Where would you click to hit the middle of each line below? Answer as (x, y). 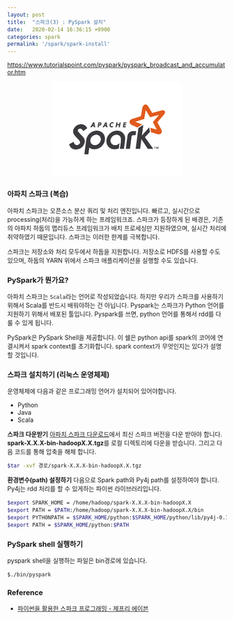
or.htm (16, 72)
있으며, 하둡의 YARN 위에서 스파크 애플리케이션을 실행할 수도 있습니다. (103, 260)
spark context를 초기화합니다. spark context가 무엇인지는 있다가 (120, 346)
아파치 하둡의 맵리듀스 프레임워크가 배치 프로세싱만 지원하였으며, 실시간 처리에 (120, 228)
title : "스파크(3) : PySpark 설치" (57, 22)
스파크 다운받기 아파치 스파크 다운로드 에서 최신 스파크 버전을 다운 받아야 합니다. (115, 434)
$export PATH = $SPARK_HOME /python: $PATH (68, 525)
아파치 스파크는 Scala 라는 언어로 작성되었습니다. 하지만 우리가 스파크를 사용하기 (116, 297)
